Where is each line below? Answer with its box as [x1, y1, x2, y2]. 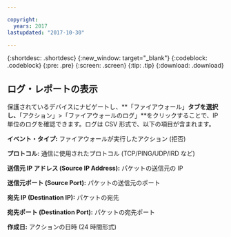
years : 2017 [13, 22, 48, 30]
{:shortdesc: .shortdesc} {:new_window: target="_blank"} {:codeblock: [7, 54, 208, 62]
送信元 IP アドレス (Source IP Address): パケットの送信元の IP [7, 164, 183, 173]
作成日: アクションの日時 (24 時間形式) [7, 222, 117, 231]
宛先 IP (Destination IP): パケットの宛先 [7, 193, 119, 202]
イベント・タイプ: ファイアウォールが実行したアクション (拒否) [7, 135, 186, 143]
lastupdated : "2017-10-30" [7, 29, 85, 36]
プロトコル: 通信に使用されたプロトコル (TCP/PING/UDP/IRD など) [7, 149, 195, 158]
